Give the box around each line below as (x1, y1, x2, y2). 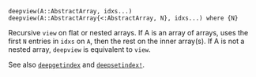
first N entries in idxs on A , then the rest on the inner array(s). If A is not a (8, 36, 245, 46)
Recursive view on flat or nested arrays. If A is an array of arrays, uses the (8, 28, 249, 37)
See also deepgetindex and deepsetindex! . (8, 60, 145, 69)
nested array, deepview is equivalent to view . (8, 45, 152, 54)
